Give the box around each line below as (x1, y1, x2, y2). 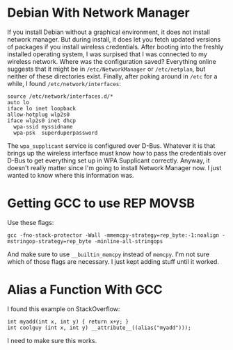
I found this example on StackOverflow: (7, 304, 120, 313)
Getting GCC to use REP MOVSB (7, 196, 195, 211)
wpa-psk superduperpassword (13, 129, 98, 136)
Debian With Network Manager (7, 5, 190, 21)
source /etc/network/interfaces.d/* (7, 92, 113, 100)
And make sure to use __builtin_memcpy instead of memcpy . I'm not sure (7, 250, 210, 258)
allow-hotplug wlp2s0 (7, 111, 70, 118)
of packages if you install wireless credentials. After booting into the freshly (7, 42, 224, 51)
